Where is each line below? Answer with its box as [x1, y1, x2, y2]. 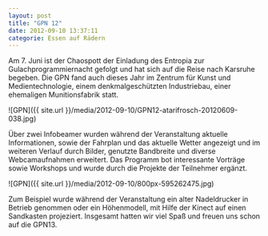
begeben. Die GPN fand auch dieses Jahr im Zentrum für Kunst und [8, 73, 231, 82]
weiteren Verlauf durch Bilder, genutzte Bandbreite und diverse [8, 146, 216, 156]
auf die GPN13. [8, 220, 58, 230]
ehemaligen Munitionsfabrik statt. [8, 90, 118, 100]
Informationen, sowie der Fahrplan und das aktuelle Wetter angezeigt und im [8, 138, 261, 148]
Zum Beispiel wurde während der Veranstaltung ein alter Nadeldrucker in [8, 194, 249, 204]
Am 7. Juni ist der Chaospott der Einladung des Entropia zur [8, 56, 206, 66]
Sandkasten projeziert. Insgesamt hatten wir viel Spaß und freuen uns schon [8, 211, 261, 221]
